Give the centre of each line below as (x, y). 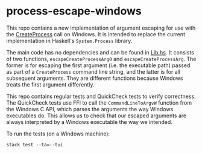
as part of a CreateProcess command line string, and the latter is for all (93, 71)
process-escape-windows (74, 11)
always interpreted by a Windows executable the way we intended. (90, 122)
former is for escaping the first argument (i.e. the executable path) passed (98, 65)
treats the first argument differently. (50, 84)
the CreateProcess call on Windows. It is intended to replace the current (96, 34)
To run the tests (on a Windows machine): (58, 134)
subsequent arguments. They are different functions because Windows (95, 78)
